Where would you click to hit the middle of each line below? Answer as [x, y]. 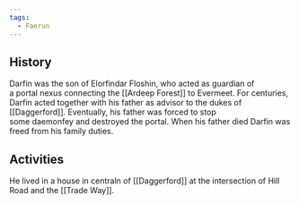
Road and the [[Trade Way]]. [62, 191]
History [31, 62]
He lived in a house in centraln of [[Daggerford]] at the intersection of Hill [145, 181]
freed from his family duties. [62, 132]
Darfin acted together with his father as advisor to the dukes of [126, 103]
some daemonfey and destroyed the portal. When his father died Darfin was [150, 122]
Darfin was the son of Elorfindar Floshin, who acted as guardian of [132, 84]
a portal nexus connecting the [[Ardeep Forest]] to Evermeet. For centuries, [149, 93]
